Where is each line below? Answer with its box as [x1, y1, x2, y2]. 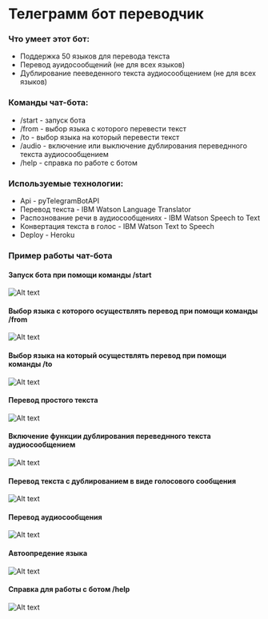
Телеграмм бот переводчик [8, 5, 204, 23]
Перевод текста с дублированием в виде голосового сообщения [8, 476, 237, 485]
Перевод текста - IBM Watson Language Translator [19, 205, 192, 215]
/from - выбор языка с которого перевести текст [19, 123, 186, 133]
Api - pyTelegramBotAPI [19, 196, 100, 206]
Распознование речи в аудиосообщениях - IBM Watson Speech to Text [19, 213, 261, 223]
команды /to [8, 360, 53, 368]
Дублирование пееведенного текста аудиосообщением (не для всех [19, 69, 256, 78]
